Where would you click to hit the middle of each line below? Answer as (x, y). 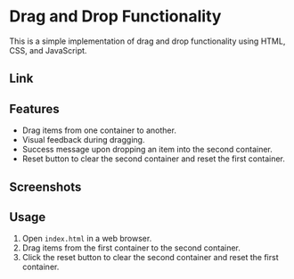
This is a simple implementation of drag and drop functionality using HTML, (147, 41)
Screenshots (45, 187)
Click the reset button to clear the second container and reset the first (150, 258)
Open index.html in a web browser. (87, 239)
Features (34, 109)
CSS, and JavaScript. (48, 50)
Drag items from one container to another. (99, 130)
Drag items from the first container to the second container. (131, 248)
